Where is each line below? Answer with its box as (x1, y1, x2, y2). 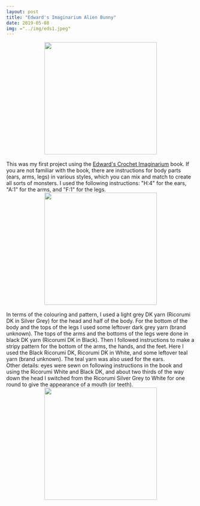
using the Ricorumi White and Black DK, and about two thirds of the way (6, 368, 184, 375)
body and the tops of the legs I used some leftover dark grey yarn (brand (6, 324, 186, 331)
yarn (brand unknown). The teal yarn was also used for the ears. (6, 356, 165, 363)
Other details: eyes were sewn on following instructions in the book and (6, 362, 183, 369)
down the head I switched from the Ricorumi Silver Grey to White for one (6, 375, 186, 382)
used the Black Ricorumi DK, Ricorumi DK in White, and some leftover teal (6, 349, 188, 356)
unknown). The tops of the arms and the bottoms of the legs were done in (6, 330, 189, 337)
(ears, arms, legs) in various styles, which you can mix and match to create (6, 173, 192, 180)
